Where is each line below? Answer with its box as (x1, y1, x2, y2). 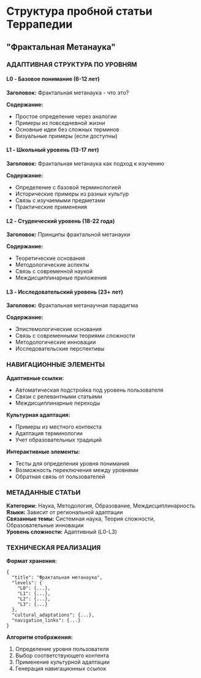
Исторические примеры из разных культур (15, 190, 129, 197)
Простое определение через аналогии (15, 112, 117, 120)
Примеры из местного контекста (15, 423, 102, 430)
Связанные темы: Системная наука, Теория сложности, (6, 515, 155, 522)
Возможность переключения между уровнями (15, 466, 139, 473)
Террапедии (6, 17, 73, 31)
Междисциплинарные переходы (15, 399, 100, 406)
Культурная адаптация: (6, 411, 70, 418)
